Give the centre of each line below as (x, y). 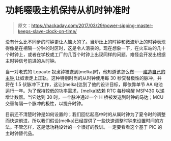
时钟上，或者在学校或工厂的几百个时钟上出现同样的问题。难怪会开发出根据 (88, 54)
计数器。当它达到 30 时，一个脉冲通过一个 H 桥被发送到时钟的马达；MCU (87, 97)
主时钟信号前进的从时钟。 (32, 61)
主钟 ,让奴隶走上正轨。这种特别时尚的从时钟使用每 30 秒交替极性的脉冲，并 (83, 78)
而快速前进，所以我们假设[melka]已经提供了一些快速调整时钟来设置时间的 (82, 121)
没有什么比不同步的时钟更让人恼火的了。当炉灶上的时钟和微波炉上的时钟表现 (85, 42)
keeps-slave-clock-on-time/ (47, 31)
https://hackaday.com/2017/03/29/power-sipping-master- (92, 25)
